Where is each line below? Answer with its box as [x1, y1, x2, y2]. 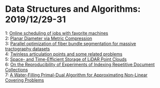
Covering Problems [5, 77, 44, 83]
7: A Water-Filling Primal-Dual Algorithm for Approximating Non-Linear [5, 72, 148, 78]
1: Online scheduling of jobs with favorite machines [5, 30, 108, 36]
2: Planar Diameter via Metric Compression [5, 35, 93, 41]
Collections [5, 66, 28, 72]
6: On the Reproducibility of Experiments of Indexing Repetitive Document [5, 61, 155, 67]
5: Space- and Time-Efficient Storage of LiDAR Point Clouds [5, 56, 127, 62]
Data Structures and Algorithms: [5, 3, 141, 15]
